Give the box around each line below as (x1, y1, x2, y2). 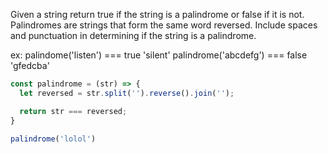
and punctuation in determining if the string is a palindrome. (10, 30, 257, 41)
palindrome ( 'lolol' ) (10, 134, 97, 144)
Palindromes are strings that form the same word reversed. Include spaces (10, 19, 318, 31)
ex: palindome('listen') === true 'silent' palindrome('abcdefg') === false (10, 49, 308, 61)
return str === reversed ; (19, 106, 128, 116)
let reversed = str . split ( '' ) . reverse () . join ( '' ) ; (19, 88, 235, 98)
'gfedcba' (10, 60, 50, 71)
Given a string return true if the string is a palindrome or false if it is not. (10, 9, 305, 20)
